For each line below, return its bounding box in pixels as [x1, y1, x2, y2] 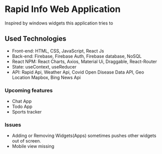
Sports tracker [12, 109, 42, 115]
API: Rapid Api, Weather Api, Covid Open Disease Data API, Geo [12, 69, 144, 75]
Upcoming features [5, 86, 53, 93]
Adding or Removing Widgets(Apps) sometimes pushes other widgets [12, 132, 156, 138]
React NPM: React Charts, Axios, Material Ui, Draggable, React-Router [12, 58, 157, 64]
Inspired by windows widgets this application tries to [5, 20, 113, 26]
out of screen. [12, 138, 41, 144]
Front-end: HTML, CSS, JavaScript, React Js [12, 47, 104, 53]
